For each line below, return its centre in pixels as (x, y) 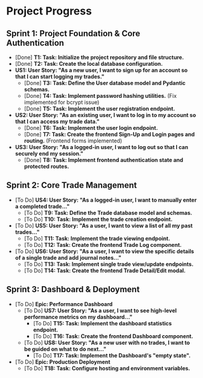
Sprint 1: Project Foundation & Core (73, 34)
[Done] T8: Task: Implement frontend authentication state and (104, 160)
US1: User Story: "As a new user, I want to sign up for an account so (101, 70)
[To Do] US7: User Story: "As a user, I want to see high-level (100, 310)
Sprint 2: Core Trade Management (72, 185)
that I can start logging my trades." (60, 76)
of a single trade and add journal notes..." (68, 257)
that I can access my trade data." (57, 121)
